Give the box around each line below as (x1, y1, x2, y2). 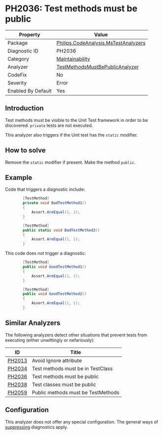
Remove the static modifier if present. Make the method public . (5, 159, 136, 165)
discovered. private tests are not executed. (5, 122, 93, 128)
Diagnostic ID (7, 47, 39, 54)
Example (5, 173, 32, 182)
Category (7, 55, 29, 62)
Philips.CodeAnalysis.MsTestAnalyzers (56, 39, 146, 46)
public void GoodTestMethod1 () (23, 264, 87, 269)
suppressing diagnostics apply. (5, 424, 68, 430)
